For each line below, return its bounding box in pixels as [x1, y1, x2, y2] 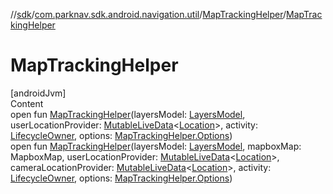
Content [10, 97, 44, 109]
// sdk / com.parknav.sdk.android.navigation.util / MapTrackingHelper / [10, 9, 287, 20]
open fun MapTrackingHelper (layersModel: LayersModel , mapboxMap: [10, 140, 302, 152]
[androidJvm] [10, 87, 67, 99]
